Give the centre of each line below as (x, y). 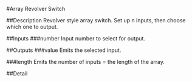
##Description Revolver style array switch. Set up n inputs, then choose (96, 20)
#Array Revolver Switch (36, 9)
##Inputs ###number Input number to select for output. (76, 38)
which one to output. (32, 27)
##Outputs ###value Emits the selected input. (64, 50)
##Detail (17, 74)
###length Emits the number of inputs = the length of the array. (86, 62)
